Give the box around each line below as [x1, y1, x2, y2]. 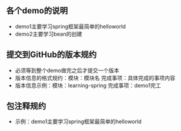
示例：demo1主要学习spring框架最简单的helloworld [14, 118, 142, 125]
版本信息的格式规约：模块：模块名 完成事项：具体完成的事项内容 [14, 74, 176, 81]
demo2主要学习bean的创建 [14, 30, 83, 37]
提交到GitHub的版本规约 [6, 50, 97, 60]
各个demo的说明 [6, 5, 68, 16]
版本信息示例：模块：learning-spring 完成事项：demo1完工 [14, 82, 161, 89]
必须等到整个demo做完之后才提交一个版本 [14, 67, 119, 74]
